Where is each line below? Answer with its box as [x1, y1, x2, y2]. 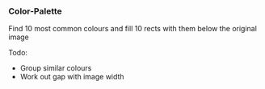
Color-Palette [8, 6, 62, 17]
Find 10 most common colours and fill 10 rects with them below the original [8, 24, 257, 34]
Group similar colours [19, 63, 92, 73]
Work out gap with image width [19, 72, 124, 82]
